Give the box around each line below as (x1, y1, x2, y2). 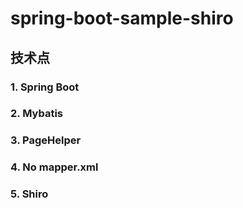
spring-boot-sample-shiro (10, 7, 234, 30)
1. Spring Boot (10, 80, 80, 94)
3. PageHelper (10, 133, 82, 147)
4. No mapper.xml (10, 160, 99, 174)
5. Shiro (10, 187, 49, 201)
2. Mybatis (10, 107, 63, 121)
